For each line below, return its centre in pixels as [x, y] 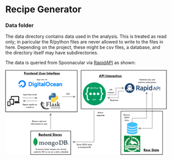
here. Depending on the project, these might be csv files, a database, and [83, 48]
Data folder [20, 26]
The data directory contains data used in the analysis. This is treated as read [86, 36]
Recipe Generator [44, 9]
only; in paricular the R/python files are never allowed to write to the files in [84, 42]
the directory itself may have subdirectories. [52, 53]
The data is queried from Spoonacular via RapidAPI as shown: [70, 63]
